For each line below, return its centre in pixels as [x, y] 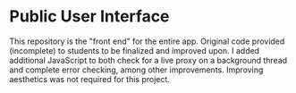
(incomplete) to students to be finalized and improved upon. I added [135, 50]
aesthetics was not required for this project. [89, 79]
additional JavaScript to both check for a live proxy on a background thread [148, 60]
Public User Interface [89, 17]
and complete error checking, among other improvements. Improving [136, 70]
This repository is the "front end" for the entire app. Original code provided [147, 41]
